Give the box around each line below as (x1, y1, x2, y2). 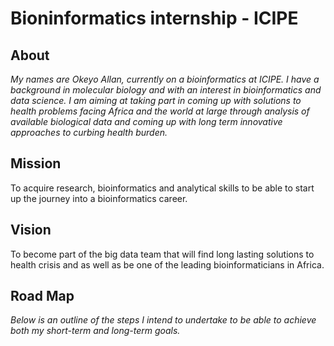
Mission (10, 155, 62, 172)
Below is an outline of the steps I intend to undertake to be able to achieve (10, 314, 317, 326)
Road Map (10, 288, 75, 305)
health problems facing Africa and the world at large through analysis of (10, 105, 310, 117)
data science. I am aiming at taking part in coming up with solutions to (10, 95, 302, 106)
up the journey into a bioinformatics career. (10, 192, 188, 204)
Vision (10, 222, 52, 239)
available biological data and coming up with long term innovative (10, 116, 283, 127)
